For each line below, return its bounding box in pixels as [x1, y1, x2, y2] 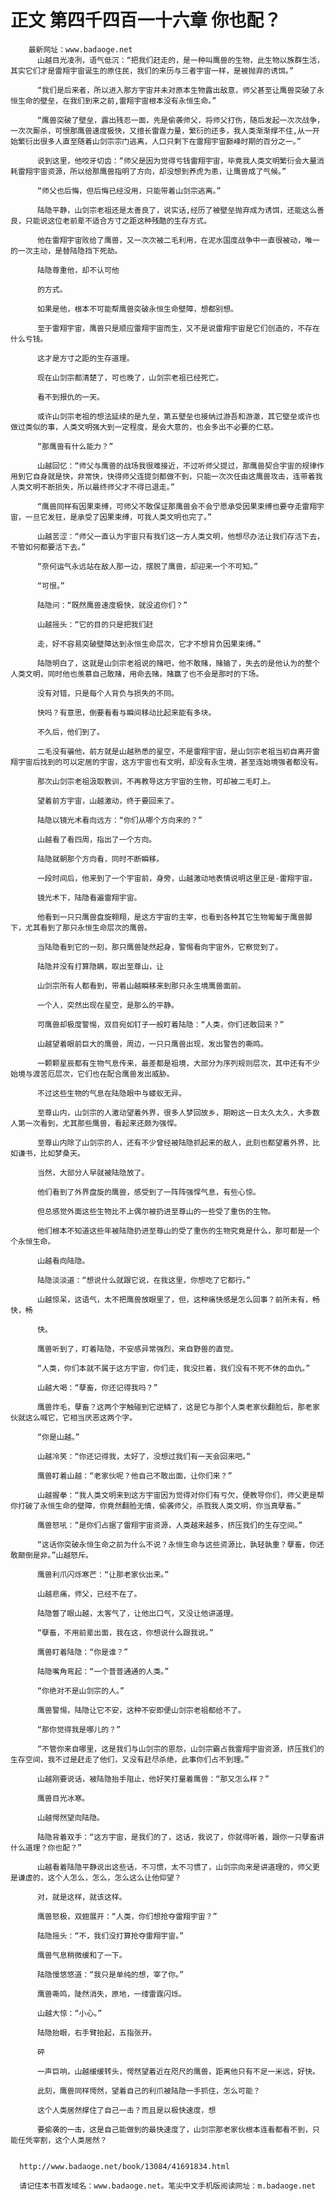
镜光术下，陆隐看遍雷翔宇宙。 [36, 892, 142, 903]
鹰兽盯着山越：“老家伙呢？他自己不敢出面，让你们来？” [36, 1471, 233, 1481]
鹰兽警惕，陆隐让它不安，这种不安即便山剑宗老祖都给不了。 [36, 1705, 246, 1715]
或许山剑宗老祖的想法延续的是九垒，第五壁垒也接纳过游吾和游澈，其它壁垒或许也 [36, 411, 320, 421]
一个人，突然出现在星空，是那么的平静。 [36, 1000, 179, 1010]
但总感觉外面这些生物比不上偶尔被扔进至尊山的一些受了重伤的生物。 [36, 1206, 276, 1216]
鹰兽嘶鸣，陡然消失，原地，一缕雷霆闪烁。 [36, 1989, 187, 1999]
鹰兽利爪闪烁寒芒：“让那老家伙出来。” [36, 1569, 170, 1580]
